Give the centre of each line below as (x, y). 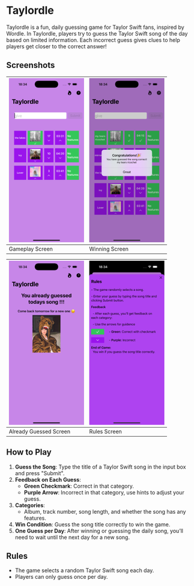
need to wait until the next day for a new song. (72, 537)
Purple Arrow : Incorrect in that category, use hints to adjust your (104, 492)
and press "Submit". (40, 473)
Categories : (30, 505)
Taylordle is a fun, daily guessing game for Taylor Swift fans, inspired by (95, 27)
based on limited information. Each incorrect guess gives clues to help (93, 40)
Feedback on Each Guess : (48, 479)
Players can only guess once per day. (61, 577)
